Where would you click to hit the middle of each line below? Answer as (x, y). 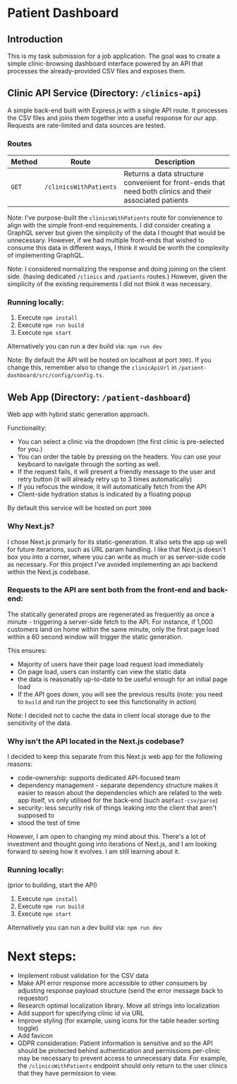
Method (24, 162)
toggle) (28, 1028)
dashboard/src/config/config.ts (55, 376)
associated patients (156, 201)
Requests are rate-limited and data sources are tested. (86, 125)
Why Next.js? (31, 526)
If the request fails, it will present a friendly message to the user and (116, 472)
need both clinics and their (168, 192)
